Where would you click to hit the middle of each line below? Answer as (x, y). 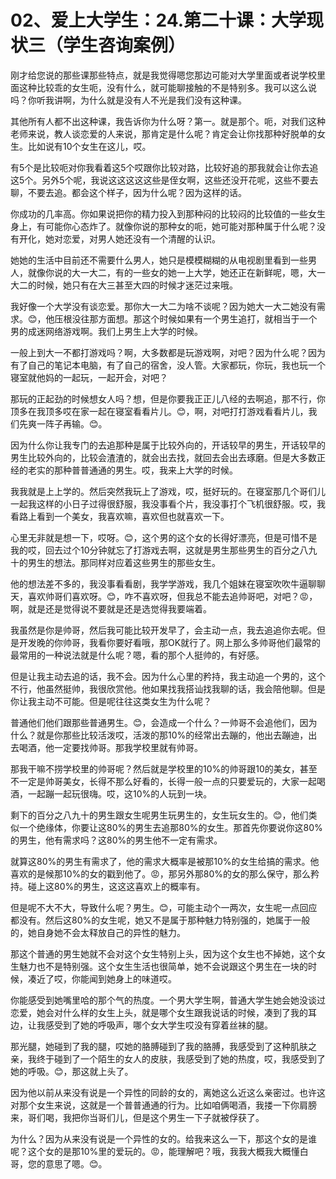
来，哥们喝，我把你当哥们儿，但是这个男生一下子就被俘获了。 (137, 1117)
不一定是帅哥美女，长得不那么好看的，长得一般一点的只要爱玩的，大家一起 (163, 781)
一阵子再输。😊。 (72, 423)
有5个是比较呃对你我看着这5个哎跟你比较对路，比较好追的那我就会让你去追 (164, 167)
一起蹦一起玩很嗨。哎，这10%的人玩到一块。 (120, 793)
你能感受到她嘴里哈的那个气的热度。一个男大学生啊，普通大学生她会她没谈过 (168, 1000)
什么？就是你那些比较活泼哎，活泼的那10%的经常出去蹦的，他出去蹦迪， (159, 735)
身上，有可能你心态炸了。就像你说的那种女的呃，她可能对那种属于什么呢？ (163, 226)
